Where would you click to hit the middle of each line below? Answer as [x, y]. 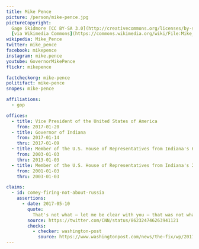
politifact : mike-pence [36, 83]
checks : [37, 226]
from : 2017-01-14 [38, 138]
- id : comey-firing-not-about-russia [58, 193]
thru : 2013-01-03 [38, 160]
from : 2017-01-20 [38, 127]
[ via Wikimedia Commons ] [42, 34]
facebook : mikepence [32, 51]
